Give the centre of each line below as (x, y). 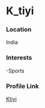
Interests (19, 58)
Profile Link (22, 86)
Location (19, 30)
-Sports (15, 71)
